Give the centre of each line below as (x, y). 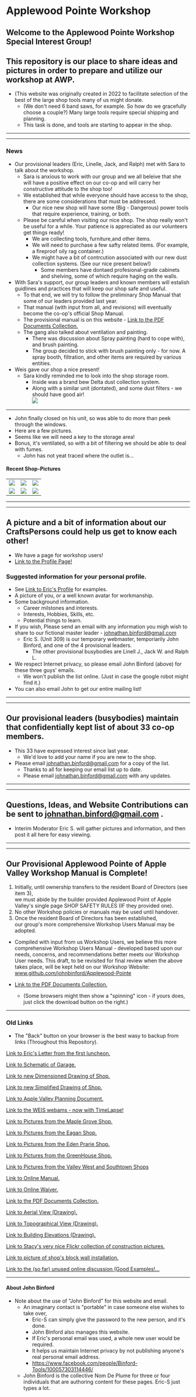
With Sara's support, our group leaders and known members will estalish (102, 282)
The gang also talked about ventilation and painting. (85, 332)
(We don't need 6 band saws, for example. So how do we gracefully (105, 106)
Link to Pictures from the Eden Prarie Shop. (58, 1144)
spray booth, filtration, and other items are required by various (107, 357)
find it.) (32, 683)
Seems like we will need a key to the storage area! (75, 437)
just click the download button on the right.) (76, 1002)
